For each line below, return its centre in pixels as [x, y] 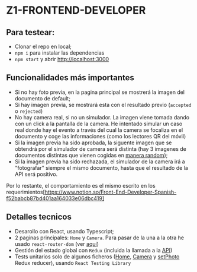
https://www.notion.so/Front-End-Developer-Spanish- [111, 192]
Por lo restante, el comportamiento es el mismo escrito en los [81, 185]
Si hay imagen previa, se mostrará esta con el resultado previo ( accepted [103, 105]
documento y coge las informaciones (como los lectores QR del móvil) [100, 136]
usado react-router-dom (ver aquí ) [57, 243]
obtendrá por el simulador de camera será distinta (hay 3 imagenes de [100, 148]
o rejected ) [29, 111]
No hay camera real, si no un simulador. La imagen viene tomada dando [102, 117]
